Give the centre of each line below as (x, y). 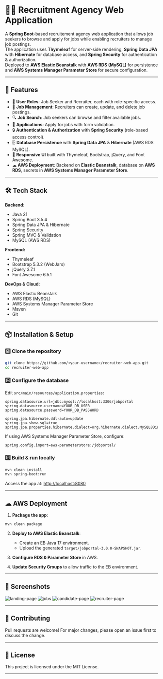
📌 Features (22, 90)
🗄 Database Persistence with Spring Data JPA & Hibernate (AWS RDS (83, 142)
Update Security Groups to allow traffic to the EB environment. (75, 567)
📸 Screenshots (28, 587)
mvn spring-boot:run (26, 474)
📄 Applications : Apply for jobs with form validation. (63, 124)
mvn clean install (24, 470)
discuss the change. (25, 635)
